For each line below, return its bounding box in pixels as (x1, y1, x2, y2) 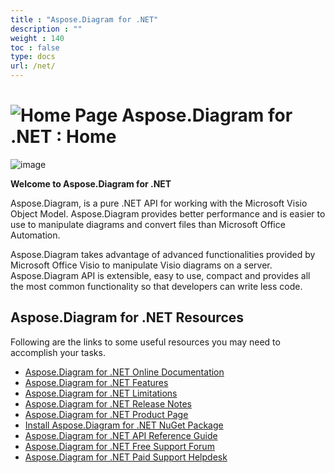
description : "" (10, 24, 83, 34)
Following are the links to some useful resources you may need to (10, 336, 281, 348)
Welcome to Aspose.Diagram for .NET (10, 177, 172, 190)
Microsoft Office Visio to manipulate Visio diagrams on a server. (10, 259, 273, 271)
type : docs (10, 52, 56, 62)
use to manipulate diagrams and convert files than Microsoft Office (10, 218, 286, 230)
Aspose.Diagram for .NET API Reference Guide (24, 429, 218, 441)
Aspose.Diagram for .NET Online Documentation (24, 366, 225, 378)
